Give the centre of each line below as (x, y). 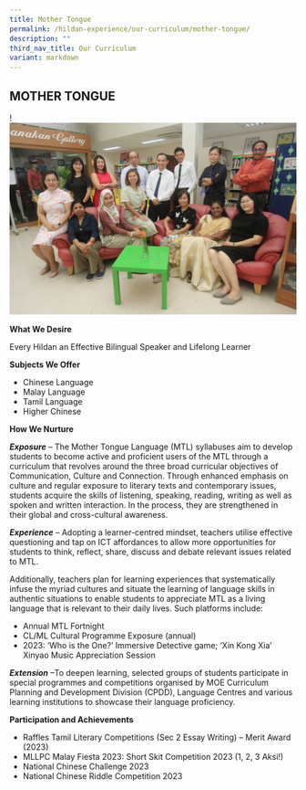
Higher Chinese (52, 411)
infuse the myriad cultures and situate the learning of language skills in (142, 588)
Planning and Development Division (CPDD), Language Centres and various (151, 692)
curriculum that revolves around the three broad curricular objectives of (144, 466)
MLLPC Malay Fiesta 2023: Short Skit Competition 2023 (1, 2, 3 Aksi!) (153, 756)
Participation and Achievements (71, 719)
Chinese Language (58, 382)
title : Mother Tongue (51, 19)
